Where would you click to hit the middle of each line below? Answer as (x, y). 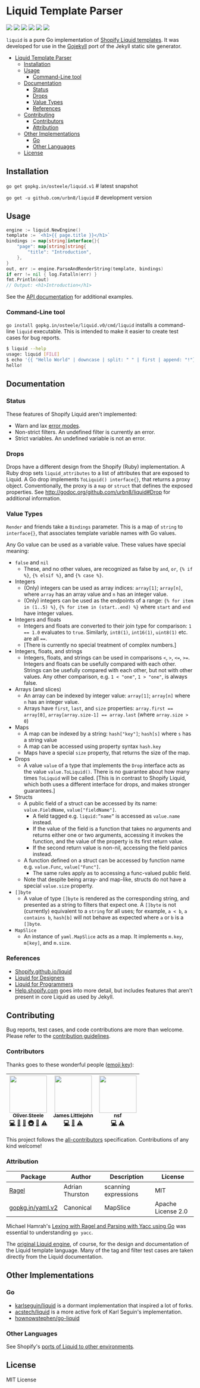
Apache (165, 1204)
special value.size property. (59, 886)
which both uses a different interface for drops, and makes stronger (107, 784)
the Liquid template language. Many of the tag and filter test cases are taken (100, 1250)
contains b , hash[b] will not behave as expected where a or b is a (104, 917)
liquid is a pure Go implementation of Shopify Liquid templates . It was (93, 39)
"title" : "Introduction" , (60, 252)
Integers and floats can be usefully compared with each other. (100, 664)
